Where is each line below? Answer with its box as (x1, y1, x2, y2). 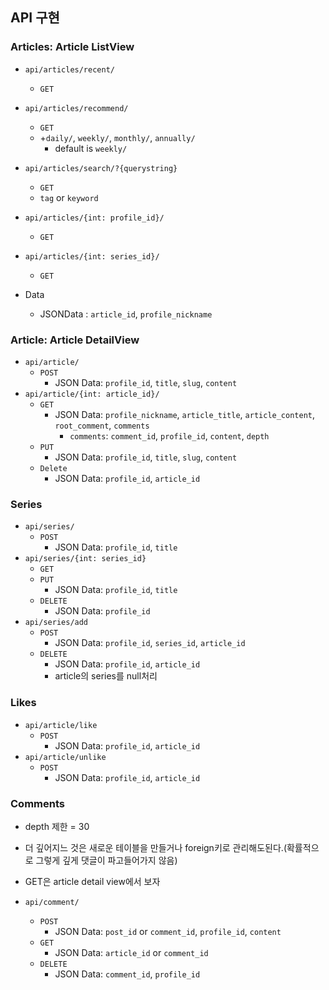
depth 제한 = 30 (24, 820, 90, 832)
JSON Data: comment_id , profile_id (54, 968, 201, 980)
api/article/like (24, 720, 98, 730)
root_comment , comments (54, 419, 150, 431)
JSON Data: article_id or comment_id (54, 946, 209, 958)
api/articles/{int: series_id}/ (24, 251, 160, 262)
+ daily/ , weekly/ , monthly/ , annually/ (39, 131, 196, 143)
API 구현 (10, 9, 60, 27)
